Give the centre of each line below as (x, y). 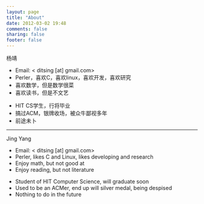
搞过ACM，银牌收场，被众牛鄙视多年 (61, 113)
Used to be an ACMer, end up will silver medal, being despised (93, 188)
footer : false (24, 40)
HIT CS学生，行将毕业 (43, 106)
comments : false (27, 29)
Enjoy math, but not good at (50, 163)
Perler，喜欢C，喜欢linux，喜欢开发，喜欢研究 (73, 77)
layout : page (23, 12)
